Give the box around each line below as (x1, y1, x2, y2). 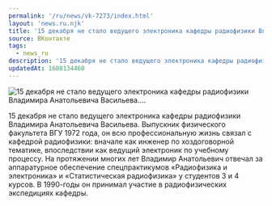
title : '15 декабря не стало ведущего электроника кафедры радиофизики (8, 27, 255, 35)
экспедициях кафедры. (8, 187, 89, 198)
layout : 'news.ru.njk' (8, 19, 85, 27)
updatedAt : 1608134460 (8, 65, 85, 73)
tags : (8, 42, 27, 50)
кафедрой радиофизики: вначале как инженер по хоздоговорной (8, 137, 235, 146)
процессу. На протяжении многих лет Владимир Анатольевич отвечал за (8, 153, 263, 163)
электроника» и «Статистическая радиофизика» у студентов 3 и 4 (8, 170, 240, 180)
